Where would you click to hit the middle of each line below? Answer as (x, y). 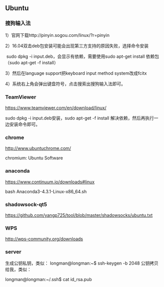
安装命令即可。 (25, 124)
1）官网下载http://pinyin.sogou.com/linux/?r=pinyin (57, 35)
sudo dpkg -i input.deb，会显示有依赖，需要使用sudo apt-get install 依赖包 (83, 56)
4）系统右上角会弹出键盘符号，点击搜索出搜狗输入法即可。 (65, 84)
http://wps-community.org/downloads (44, 239)
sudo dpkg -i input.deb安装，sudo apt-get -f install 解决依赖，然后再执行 (80, 118)
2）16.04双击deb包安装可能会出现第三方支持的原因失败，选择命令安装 (77, 46)
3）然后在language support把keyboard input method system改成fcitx (76, 73)
